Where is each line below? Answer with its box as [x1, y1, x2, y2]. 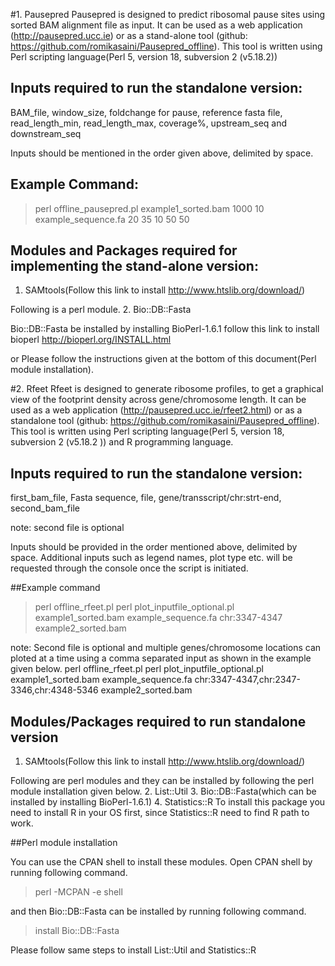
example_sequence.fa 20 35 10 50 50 [34, 213, 190, 225]
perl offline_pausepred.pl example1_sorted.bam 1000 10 [34, 202, 265, 214]
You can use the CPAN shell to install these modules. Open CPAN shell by [10, 856, 313, 868]
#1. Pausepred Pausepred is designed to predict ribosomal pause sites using [10, 9, 326, 20]
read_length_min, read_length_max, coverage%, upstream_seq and [10, 117, 288, 129]
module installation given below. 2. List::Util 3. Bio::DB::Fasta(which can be [10, 785, 317, 798]
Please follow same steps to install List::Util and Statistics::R [10, 944, 257, 956]
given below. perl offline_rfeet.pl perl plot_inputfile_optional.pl [10, 663, 264, 675]
